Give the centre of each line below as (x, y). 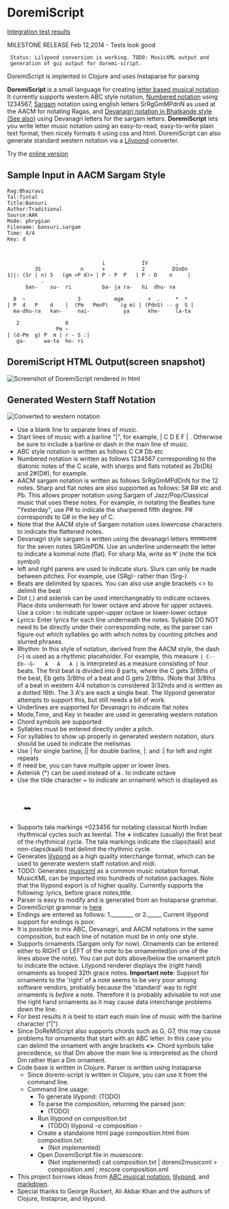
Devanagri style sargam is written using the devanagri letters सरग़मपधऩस (117, 539)
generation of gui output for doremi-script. (76, 63)
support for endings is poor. (56, 922)
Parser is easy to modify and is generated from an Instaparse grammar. (117, 900)
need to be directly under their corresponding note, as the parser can (115, 627)
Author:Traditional (35, 209)
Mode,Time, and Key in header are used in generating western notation (117, 715)
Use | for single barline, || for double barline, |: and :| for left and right (114, 751)
